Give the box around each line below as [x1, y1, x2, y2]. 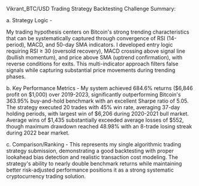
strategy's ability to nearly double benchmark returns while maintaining [6, 160, 182, 167]
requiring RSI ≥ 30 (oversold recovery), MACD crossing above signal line [6, 47, 186, 55]
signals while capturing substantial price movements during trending [6, 67, 176, 74]
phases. [6, 73, 26, 80]
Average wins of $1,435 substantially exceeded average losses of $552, [6, 116, 184, 124]
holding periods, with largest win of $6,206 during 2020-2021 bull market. [6, 110, 189, 117]
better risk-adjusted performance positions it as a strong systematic [6, 166, 174, 173]
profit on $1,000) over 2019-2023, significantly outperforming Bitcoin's [6, 91, 181, 98]
